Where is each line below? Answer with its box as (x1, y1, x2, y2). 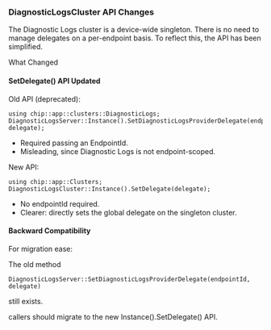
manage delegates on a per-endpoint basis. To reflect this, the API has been (8, 33, 261, 43)
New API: (8, 162, 40, 172)
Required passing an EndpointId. (19, 138, 129, 148)
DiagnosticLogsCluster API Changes (8, 6, 155, 18)
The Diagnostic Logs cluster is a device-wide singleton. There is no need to (8, 25, 260, 35)
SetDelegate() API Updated (8, 76, 101, 86)
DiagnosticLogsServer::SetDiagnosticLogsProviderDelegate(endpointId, (8, 275, 251, 283)
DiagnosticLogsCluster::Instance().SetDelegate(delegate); (8, 185, 211, 193)
